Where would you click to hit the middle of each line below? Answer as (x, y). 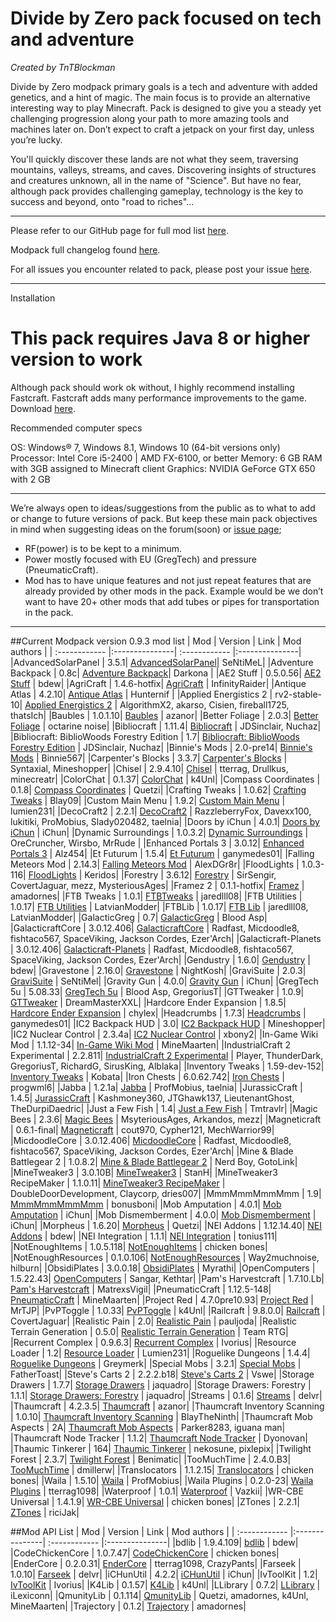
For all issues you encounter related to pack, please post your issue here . (161, 269)
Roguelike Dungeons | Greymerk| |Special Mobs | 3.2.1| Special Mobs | (156, 1363)
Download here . (43, 408)
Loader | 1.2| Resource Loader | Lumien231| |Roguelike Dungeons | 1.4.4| (160, 1353)
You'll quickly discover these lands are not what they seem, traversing (154, 159)
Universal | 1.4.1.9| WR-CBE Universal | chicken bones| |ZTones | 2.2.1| (155, 1501)
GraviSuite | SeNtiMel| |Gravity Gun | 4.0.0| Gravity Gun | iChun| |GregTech (164, 981)
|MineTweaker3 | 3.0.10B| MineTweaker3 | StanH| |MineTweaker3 (144, 1172)
